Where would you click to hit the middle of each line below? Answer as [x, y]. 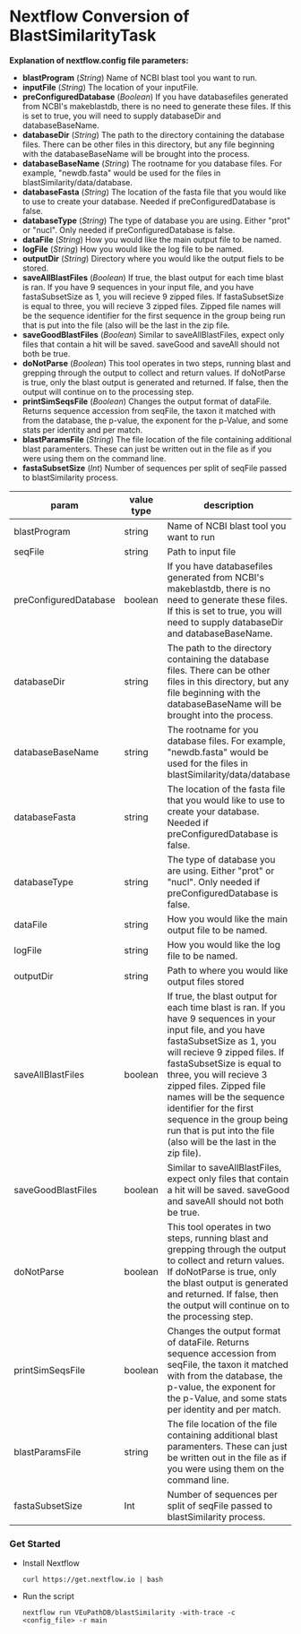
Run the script [48, 1596]
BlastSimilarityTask [83, 35]
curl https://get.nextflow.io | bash [93, 1580]
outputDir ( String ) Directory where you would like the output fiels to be [153, 258]
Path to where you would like [228, 970]
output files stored [206, 981]
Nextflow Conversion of [99, 17]
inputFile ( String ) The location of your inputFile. [110, 87]
